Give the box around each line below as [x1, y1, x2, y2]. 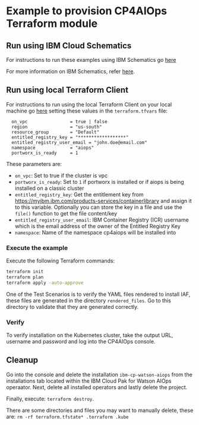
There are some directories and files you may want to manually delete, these [6, 407, 194, 414]
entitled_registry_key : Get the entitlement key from [14, 190, 144, 198]
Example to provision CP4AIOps [6, 4, 168, 18]
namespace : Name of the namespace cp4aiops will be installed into [14, 229, 176, 236]
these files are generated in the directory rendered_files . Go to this [6, 296, 171, 304]
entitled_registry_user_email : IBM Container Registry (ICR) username [14, 216, 189, 223]
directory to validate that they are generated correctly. [6, 303, 139, 310]
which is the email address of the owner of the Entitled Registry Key [14, 222, 181, 230]
